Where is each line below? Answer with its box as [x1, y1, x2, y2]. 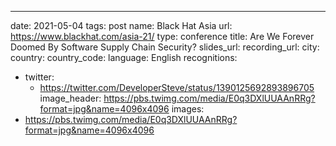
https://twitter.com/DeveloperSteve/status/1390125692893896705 [39, 82, 315, 93]
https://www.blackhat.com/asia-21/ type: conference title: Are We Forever [10, 31, 315, 42]
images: [171, 103, 205, 115]
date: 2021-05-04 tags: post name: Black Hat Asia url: [10, 20, 233, 31]
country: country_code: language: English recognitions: [10, 52, 238, 63]
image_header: [39, 92, 102, 104]
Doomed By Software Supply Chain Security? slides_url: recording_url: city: [10, 41, 320, 53]
